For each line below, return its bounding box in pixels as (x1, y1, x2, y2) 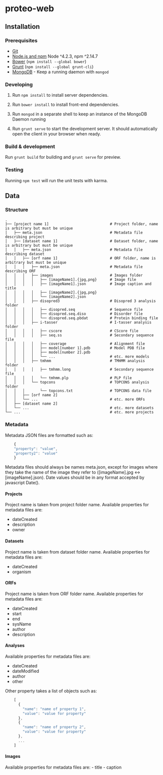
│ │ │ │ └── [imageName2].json (5, 294, 86, 300)
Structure (5, 206, 28, 213)
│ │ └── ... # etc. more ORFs (5, 397, 145, 402)
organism (12, 569, 31, 575)
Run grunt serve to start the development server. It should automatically (12, 126, 158, 132)
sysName (12, 621, 32, 627)
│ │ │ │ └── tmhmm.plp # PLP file (5, 376, 132, 381)
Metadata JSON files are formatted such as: (5, 432, 94, 438)
